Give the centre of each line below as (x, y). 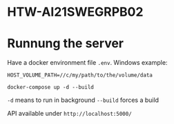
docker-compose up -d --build (51, 87)
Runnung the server (66, 44)
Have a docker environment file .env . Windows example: (87, 63)
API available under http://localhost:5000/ (70, 114)
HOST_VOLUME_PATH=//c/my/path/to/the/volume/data (80, 75)
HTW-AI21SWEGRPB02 (75, 12)
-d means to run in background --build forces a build (83, 100)
